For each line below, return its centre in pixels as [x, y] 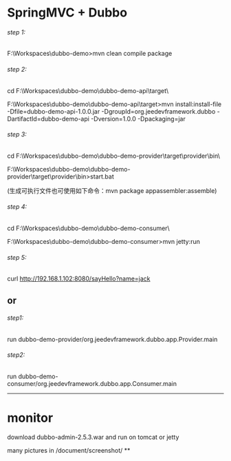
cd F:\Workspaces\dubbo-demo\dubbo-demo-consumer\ [88, 228]
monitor [30, 418]
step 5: [17, 257]
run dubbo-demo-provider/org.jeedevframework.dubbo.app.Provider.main [112, 339]
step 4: [17, 207]
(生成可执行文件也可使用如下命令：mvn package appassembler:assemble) [112, 190]
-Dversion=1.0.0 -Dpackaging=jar [138, 119]
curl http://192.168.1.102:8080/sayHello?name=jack [79, 279]
